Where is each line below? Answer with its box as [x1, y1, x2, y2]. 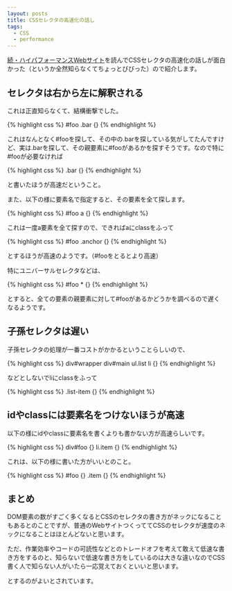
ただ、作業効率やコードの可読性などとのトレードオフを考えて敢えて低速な [7, 544, 220, 553]
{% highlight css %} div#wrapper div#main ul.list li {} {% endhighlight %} [7, 359, 216, 367]
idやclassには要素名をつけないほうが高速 [7, 409, 185, 421]
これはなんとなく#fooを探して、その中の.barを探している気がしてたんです [7, 135, 219, 143]
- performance [13, 36, 54, 43]
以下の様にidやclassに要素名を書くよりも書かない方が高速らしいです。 [7, 428, 208, 438]
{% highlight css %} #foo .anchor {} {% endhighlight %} [7, 237, 168, 245]
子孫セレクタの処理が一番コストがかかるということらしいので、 [7, 345, 189, 353]
